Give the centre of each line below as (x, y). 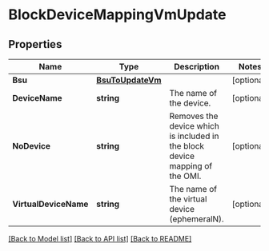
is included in (194, 136)
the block (187, 146)
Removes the (194, 116)
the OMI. (185, 176)
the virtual (188, 199)
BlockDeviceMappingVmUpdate (117, 15)
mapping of (191, 166)
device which (195, 126)
